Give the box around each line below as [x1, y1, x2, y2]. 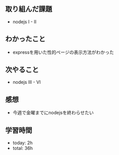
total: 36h [12, 145, 33, 151]
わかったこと [5, 35, 46, 43]
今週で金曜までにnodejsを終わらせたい [12, 110, 94, 116]
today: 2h [12, 140, 33, 146]
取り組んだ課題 [5, 5, 52, 14]
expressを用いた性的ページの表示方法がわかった [12, 49, 114, 55]
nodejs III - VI [12, 79, 41, 85]
